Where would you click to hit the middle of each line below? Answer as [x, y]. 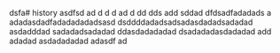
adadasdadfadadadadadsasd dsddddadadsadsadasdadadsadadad [131, 22]
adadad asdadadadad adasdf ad [68, 41]
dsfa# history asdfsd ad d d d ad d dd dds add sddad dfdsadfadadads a [140, 13]
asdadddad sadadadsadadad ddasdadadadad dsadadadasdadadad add [140, 31]
